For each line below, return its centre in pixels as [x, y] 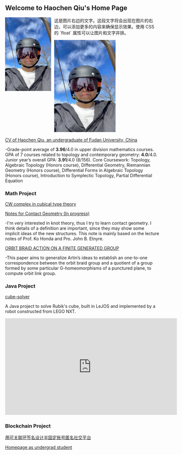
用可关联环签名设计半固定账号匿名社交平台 [48, 437]
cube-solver [17, 297]
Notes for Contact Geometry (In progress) [47, 214]
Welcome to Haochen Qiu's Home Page [66, 8]
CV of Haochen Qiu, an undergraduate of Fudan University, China [71, 140]
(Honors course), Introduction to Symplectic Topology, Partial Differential [79, 175]
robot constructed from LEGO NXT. [40, 312]
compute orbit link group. [31, 273]
